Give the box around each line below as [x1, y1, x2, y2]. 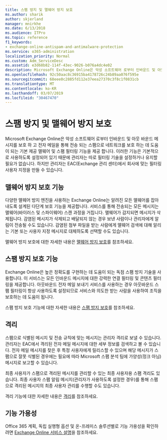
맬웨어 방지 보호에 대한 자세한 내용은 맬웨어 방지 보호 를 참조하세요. [5, 239, 134, 245]
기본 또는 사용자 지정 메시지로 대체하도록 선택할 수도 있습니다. [10, 228, 130, 234]
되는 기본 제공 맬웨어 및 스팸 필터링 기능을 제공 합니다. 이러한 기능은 [10, 148, 142, 154]
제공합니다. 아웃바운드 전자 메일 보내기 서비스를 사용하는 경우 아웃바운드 [14, 281, 154, 287]
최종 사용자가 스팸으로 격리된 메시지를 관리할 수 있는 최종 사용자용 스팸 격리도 [5, 370, 155, 376]
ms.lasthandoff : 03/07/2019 [5, 91, 64, 96]
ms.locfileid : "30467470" [5, 95, 59, 100]
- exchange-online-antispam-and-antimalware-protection [5, 44, 123, 49]
